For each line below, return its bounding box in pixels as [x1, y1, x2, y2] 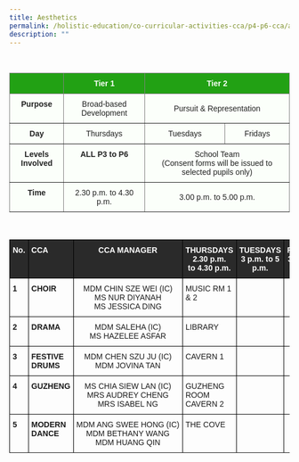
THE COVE [185, 420, 226, 430]
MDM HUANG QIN [94, 438, 161, 448]
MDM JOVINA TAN [94, 360, 161, 371]
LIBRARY [185, 322, 220, 333]
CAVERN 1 [185, 351, 224, 362]
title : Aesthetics [9, 12, 77, 22]
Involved [20, 158, 53, 169]
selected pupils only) [182, 167, 253, 177]
